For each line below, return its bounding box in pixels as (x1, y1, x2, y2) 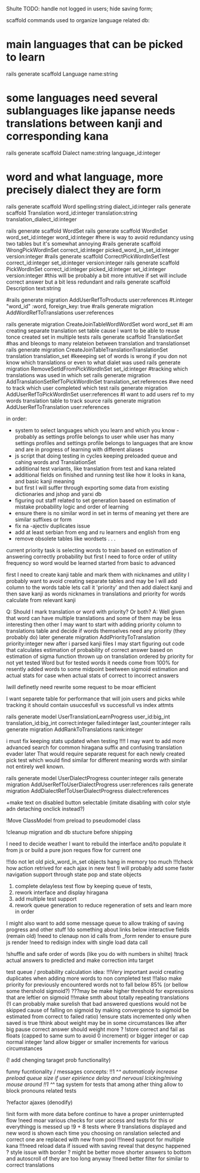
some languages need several (6, 91, 158, 105)
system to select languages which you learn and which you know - (14, 426, 179, 434)
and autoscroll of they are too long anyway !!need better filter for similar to (6, 1154, 189, 1162)
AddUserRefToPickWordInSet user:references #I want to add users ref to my (6, 390, 195, 398)
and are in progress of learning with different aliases (14, 446, 144, 453)
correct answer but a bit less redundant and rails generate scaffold (6, 278, 171, 285)
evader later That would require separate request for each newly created (6, 750, 185, 757)
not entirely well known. (6, 763, 64, 770)
